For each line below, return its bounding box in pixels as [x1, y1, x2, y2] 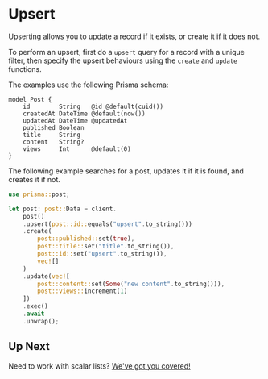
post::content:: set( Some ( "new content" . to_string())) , [37, 280, 225, 288]
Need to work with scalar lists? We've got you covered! [8, 360, 191, 371]
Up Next [8, 339, 50, 353]
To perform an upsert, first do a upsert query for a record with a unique [8, 47, 245, 56]
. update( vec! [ [23, 272, 70, 281]
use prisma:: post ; [8, 190, 70, 198]
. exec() [23, 302, 48, 310]
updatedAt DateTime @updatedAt [23, 116, 128, 125]
